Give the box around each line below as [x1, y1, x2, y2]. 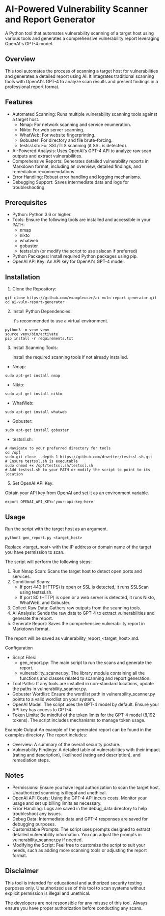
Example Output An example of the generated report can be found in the [5, 727, 152, 732]
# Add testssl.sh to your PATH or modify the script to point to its [5, 468, 151, 473]
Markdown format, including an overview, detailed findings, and [12, 163, 141, 169]
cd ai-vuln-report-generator [5, 300, 65, 305]
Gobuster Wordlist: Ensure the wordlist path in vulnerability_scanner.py [12, 691, 156, 697]
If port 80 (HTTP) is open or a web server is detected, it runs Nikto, [19, 595, 156, 600]
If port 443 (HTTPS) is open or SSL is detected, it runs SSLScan [19, 584, 149, 590]
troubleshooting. [12, 184, 46, 190]
